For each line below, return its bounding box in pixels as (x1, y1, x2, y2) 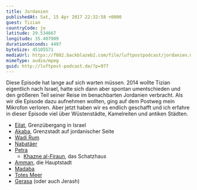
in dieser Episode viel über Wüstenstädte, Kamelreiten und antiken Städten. (6, 110, 189, 117)
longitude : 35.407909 (6, 36, 59, 42)
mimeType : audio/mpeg (6, 57, 59, 63)
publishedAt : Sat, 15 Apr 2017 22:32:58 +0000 (6, 14, 122, 20)
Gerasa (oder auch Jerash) (14, 178, 80, 185)
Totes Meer (14, 171, 43, 179)
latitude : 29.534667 (6, 30, 57, 36)
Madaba (14, 165, 35, 172)
